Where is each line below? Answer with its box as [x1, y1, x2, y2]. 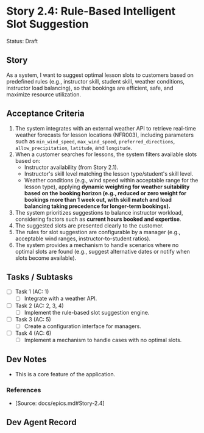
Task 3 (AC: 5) [15, 315, 52, 323]
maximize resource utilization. [6, 90, 82, 98]
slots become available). [15, 254, 77, 262]
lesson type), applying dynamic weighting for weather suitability [24, 183, 190, 190]
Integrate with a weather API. [24, 295, 97, 302]
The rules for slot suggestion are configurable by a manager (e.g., [15, 228, 181, 235]
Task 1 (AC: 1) [15, 288, 49, 295]
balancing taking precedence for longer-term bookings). [24, 202, 171, 210]
